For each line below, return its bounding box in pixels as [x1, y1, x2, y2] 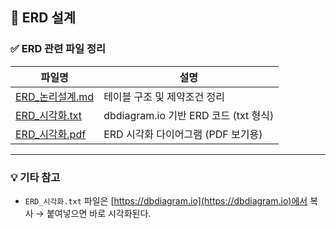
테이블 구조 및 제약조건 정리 [103, 89, 225, 103]
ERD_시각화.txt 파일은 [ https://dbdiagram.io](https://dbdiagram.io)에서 [24, 194, 308, 207]
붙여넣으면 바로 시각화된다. [46, 207, 152, 219]
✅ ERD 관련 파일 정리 [10, 42, 107, 56]
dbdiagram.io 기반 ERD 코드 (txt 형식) [103, 108, 275, 122]
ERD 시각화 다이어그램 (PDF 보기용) [103, 127, 263, 141]
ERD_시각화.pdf [15, 127, 87, 141]
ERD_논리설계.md [15, 89, 95, 103]
